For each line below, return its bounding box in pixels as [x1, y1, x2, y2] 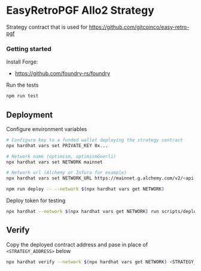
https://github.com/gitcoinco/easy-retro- [89, 23, 190, 31]
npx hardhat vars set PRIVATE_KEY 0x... [6, 142, 109, 148]
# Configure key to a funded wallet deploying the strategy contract [6, 137, 184, 143]
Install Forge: [6, 58, 38, 66]
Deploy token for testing [6, 197, 66, 204]
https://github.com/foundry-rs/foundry [14, 70, 111, 77]
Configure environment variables [6, 125, 87, 132]
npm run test [6, 93, 39, 99]
